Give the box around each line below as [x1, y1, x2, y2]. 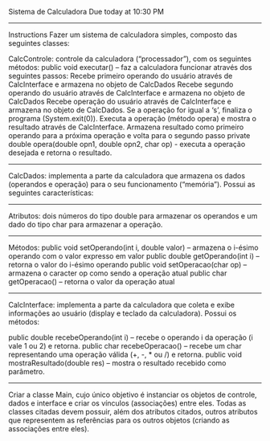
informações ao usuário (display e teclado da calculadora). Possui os [8, 308, 237, 318]
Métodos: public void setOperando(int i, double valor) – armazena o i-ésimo [8, 243, 259, 252]
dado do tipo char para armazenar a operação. [8, 220, 163, 229]
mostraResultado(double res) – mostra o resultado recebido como [8, 358, 227, 368]
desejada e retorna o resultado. [8, 148, 112, 157]
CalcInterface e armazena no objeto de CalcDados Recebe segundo [8, 80, 234, 89]
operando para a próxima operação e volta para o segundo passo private [8, 131, 251, 140]
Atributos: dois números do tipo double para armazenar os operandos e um [8, 211, 258, 220]
